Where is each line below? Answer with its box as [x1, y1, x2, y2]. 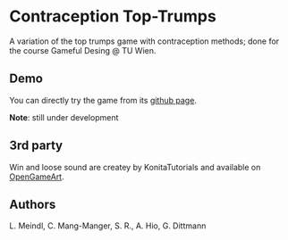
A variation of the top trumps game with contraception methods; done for [9, 36, 280, 46]
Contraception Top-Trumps [9, 6, 216, 27]
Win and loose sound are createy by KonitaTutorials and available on [9, 161, 261, 172]
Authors [9, 196, 56, 211]
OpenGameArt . [9, 171, 64, 182]
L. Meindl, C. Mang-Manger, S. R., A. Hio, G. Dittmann [9, 220, 207, 231]
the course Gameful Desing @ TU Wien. [9, 45, 157, 55]
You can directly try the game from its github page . [9, 95, 197, 105]
